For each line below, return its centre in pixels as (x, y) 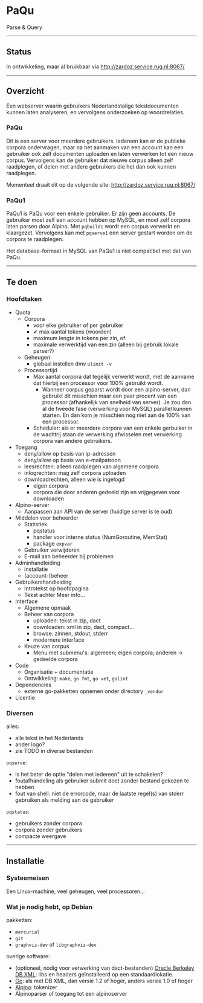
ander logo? (30, 744)
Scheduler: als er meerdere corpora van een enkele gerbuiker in (113, 428)
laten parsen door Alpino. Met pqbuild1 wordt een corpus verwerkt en (93, 227)
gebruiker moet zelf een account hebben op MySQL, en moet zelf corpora (98, 220)
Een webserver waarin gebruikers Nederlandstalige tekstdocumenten (93, 106)
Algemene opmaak (47, 607)
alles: (13, 726)
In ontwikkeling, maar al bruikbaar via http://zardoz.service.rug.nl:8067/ (96, 66)
